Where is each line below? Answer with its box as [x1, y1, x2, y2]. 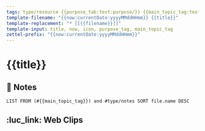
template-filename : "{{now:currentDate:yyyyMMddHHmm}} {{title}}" [6, 15, 179, 21]
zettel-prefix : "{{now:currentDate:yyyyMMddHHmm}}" [6, 32, 140, 38]
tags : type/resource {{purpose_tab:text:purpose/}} [6, 9, 140, 15]
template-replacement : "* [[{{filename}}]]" [6, 20, 121, 26]
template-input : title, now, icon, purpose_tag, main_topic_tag [6, 26, 173, 32]
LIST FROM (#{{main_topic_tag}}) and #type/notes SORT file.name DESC [6, 98, 190, 104]
